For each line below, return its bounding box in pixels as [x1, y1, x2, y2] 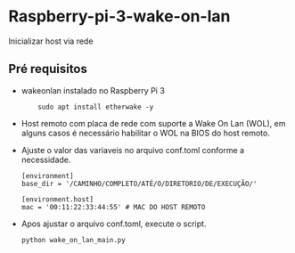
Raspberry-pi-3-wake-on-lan [8, 6, 231, 27]
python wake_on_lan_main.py [20, 235, 126, 244]
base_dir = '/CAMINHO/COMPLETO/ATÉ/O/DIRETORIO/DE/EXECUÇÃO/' [20, 179, 258, 188]
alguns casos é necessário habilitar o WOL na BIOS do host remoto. [20, 127, 271, 138]
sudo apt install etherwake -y [37, 102, 154, 111]
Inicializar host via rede [8, 36, 94, 46]
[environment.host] [20, 194, 94, 204]
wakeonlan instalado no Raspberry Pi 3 [20, 85, 166, 95]
